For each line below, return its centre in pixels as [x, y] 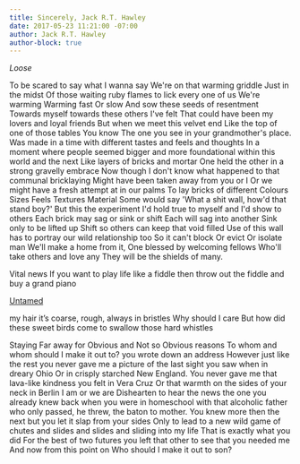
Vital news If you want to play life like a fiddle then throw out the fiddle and [147, 274]
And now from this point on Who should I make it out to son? [121, 450]
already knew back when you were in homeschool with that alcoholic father [149, 402]
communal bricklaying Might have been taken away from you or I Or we [141, 181]
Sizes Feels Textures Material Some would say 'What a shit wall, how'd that [148, 200]
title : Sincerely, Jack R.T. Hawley [77, 17]
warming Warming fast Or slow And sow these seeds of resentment [134, 105]
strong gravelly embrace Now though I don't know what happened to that [145, 171]
